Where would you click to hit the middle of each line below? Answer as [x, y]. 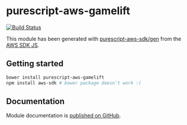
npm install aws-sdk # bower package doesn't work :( [74, 83]
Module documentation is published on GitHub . [64, 116]
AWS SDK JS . [23, 45]
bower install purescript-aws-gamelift [55, 77]
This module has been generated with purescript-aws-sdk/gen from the [94, 39]
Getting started [35, 64]
